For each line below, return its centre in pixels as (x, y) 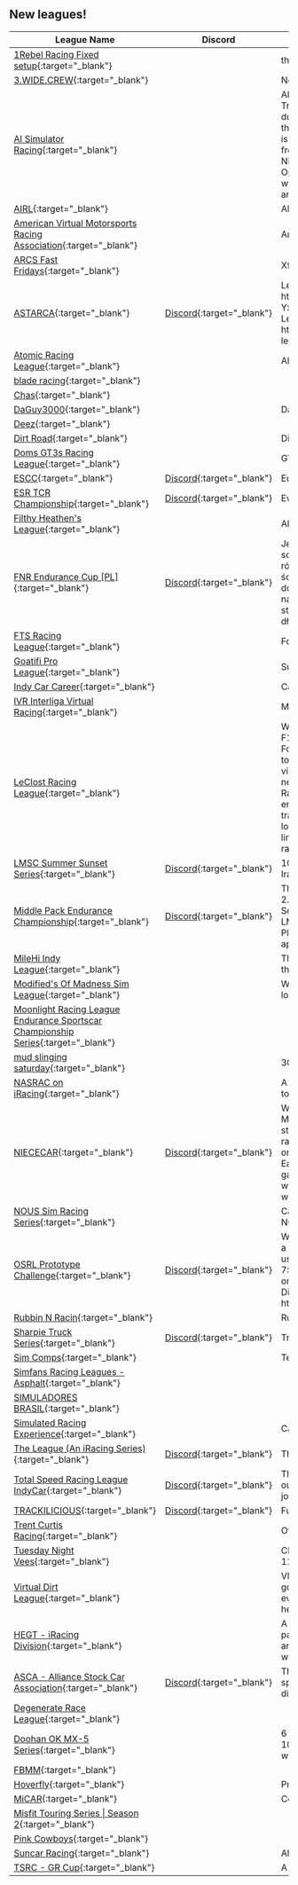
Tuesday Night (44, 1550)
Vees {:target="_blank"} (62, 1561)
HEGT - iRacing (47, 1634)
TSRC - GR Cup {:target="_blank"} (84, 1867)
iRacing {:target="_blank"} (67, 1093)
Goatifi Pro (36, 661)
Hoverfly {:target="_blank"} (69, 1784)
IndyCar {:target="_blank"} (68, 1490)
